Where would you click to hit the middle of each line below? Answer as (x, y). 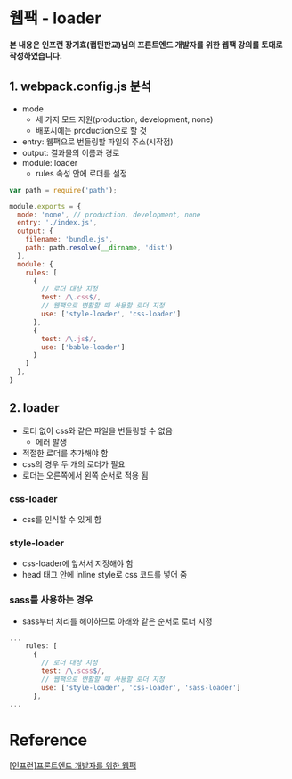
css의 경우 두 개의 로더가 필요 (73, 463)
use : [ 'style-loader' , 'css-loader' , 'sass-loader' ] (141, 687)
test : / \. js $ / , (69, 339)
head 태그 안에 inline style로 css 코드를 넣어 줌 (105, 575)
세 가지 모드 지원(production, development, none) (124, 119)
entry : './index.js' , (57, 223)
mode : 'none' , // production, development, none (109, 215)
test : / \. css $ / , (71, 298)
